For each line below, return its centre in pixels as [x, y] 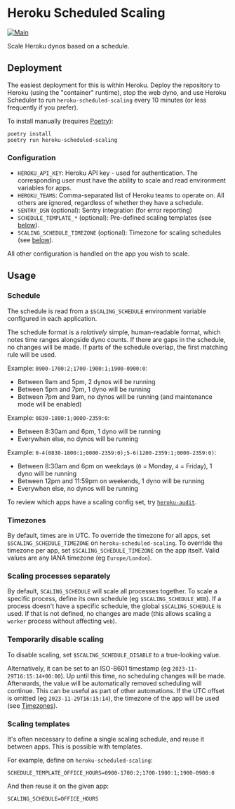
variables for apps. [45, 188]
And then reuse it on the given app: [58, 786]
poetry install [29, 134]
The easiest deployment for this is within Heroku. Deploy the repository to [114, 85]
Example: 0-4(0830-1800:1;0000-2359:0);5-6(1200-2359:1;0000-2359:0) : [112, 452]
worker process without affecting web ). [62, 621]
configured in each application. [52, 318]
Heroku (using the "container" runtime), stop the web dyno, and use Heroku [117, 92]
